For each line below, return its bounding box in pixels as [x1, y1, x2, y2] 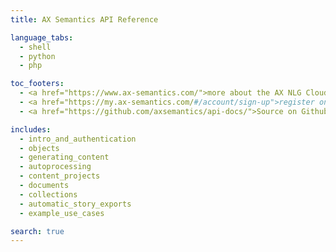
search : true [10, 226, 65, 236]
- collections [19, 189, 78, 200]
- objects [19, 143, 60, 153]
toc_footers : [10, 79, 65, 89]
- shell [19, 42, 52, 52]
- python [19, 51, 56, 61]
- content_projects [19, 171, 101, 181]
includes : [10, 124, 52, 135]
